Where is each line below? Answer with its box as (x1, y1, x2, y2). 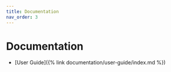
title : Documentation (6, 8, 59, 15)
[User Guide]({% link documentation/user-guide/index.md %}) (14, 59, 166, 66)
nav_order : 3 (6, 14, 38, 20)
